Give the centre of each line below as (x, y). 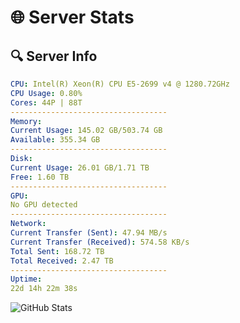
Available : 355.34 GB (55, 140)
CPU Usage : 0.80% (46, 93)
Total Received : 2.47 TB (62, 261)
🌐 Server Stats (72, 17)
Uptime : (26, 279)
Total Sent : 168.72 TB (57, 251)
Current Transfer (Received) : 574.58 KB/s (100, 242)
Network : (28, 224)
